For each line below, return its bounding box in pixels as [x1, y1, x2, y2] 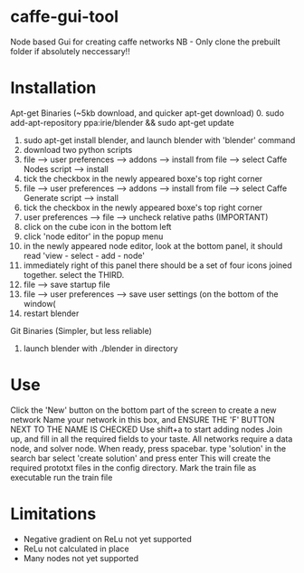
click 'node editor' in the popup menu [23, 231, 164, 242]
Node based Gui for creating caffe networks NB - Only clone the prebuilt [10, 36, 281, 47]
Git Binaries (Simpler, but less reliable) [10, 325, 153, 336]
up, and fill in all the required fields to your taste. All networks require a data [10, 433, 293, 444]
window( [23, 298, 57, 309]
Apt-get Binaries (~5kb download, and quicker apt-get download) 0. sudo [10, 107, 284, 119]
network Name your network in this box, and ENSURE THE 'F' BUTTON [10, 414, 275, 425]
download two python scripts [23, 144, 133, 155]
